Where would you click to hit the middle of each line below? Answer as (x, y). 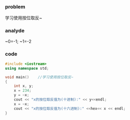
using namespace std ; (27, 68)
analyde (15, 31)
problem (15, 7)
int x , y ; (24, 86)
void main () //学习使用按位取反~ (39, 77)
